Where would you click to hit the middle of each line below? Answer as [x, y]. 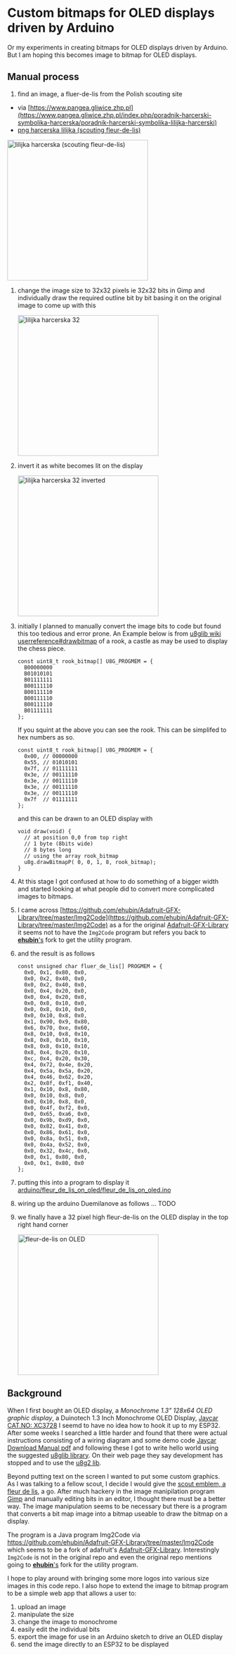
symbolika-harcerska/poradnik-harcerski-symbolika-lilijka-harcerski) [117, 122]
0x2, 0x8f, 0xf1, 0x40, [59, 1083]
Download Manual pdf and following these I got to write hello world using [113, 1448]
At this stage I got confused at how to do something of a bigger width [118, 881]
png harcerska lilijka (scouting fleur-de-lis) [79, 130]
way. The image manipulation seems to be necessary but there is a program [117, 1506]
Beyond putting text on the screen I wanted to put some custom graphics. [114, 1476]
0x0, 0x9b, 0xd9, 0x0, [57, 1120]
